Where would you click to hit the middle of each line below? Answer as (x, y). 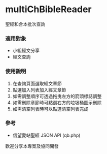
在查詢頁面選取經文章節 (37, 83)
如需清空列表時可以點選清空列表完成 (50, 109)
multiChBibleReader (48, 9)
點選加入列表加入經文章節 (39, 89)
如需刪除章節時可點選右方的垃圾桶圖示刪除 (57, 102)
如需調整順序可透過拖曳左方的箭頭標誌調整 (57, 96)
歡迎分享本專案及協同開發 (32, 146)
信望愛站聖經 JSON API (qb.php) (46, 135)
